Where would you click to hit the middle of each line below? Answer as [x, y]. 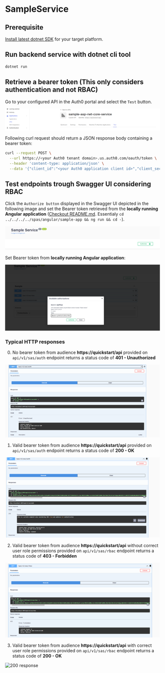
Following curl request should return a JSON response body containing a [79, 138]
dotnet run [16, 67]
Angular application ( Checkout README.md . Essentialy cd [65, 214]
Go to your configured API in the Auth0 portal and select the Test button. [79, 102]
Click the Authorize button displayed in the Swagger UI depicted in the [77, 204]
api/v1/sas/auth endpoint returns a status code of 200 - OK [73, 450]
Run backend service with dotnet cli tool [68, 55]
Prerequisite [24, 27]
